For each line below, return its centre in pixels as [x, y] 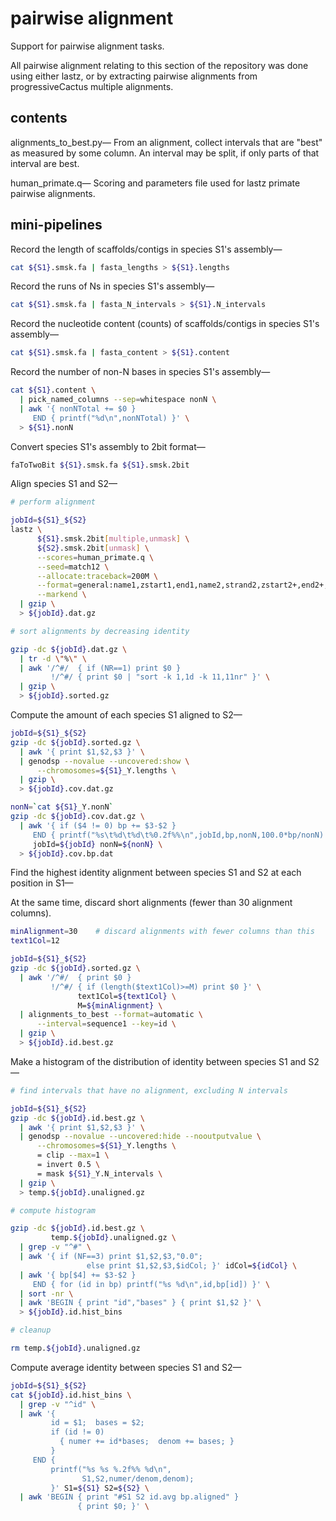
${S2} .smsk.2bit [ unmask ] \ [93, 548]
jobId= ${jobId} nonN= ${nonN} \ [97, 844]
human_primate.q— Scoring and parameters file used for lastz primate [155, 183]
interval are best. [45, 163]
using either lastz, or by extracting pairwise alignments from [134, 76]
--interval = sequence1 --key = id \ [106, 1024]
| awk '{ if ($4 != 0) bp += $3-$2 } [98, 825]
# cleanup [31, 1330]
